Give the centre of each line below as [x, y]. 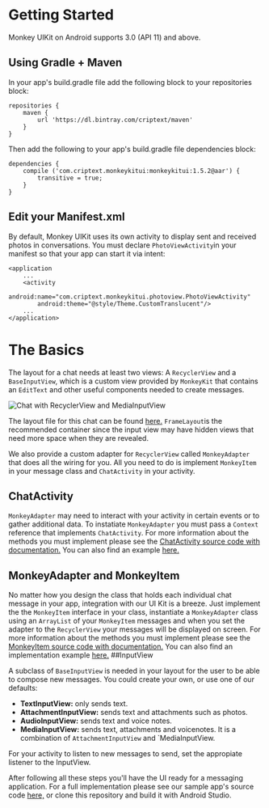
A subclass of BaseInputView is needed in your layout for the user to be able [134, 671]
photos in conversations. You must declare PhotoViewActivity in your [122, 245]
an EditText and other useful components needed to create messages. [126, 389]
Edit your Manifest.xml [67, 217]
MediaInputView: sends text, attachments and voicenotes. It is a [128, 730]
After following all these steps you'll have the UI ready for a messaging [126, 778]
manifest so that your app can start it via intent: [87, 253]
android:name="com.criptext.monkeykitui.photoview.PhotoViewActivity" [130, 297]
